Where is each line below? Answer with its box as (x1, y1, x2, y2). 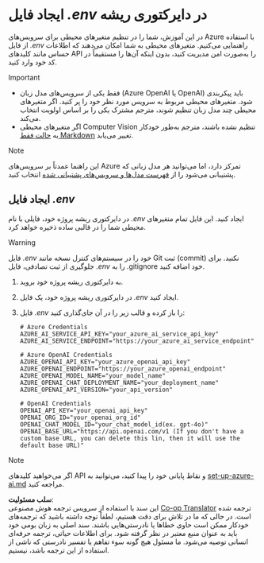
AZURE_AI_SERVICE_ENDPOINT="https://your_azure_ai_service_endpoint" (19, 336, 255, 345)
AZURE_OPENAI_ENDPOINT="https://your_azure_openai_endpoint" (19, 364, 227, 373)
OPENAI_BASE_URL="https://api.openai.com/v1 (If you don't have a (19, 427, 244, 435)
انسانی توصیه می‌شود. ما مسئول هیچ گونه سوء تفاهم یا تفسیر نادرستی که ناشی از (8, 537, 248, 546)
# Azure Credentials (19, 323, 88, 331)
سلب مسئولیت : (8, 495, 54, 504)
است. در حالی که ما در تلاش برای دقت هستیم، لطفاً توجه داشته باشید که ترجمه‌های (8, 511, 251, 521)
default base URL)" (19, 441, 85, 449)
